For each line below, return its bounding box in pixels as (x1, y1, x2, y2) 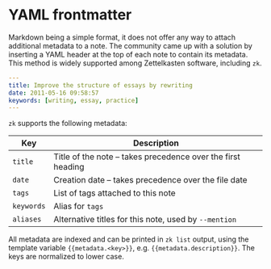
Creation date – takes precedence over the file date (53, 174, 248, 186)
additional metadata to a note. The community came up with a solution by (8, 40, 252, 50)
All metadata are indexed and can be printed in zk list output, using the (8, 234, 249, 244)
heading (53, 162, 85, 173)
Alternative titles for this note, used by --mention (53, 214, 236, 225)
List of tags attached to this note (53, 187, 176, 199)
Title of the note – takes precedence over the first (53, 151, 240, 162)
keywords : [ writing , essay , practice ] (8, 96, 139, 104)
